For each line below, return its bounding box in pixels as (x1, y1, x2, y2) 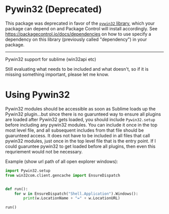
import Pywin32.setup (5, 168, 51, 173)
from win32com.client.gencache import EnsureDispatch (5, 173, 121, 178)
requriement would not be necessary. (5, 148, 83, 154)
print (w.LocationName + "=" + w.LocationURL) (23, 196, 121, 201)
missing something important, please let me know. (5, 71, 109, 77)
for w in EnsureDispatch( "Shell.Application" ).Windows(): (14, 191, 138, 196)
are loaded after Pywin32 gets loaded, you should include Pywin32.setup (5, 116, 155, 122)
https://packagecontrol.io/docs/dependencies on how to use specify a (5, 31, 151, 37)
